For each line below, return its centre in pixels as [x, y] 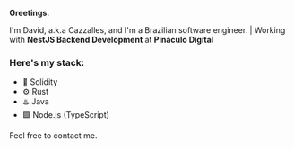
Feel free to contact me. [53, 136]
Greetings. [30, 13]
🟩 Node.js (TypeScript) [66, 115]
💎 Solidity [40, 82]
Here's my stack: [47, 62]
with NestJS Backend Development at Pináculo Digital [112, 40]
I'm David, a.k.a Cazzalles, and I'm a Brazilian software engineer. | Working [147, 30]
